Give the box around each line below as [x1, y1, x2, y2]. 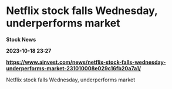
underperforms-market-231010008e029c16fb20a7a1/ [6, 64, 141, 71]
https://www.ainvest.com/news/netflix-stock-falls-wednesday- [6, 59, 166, 66]
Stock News [6, 36, 36, 43]
